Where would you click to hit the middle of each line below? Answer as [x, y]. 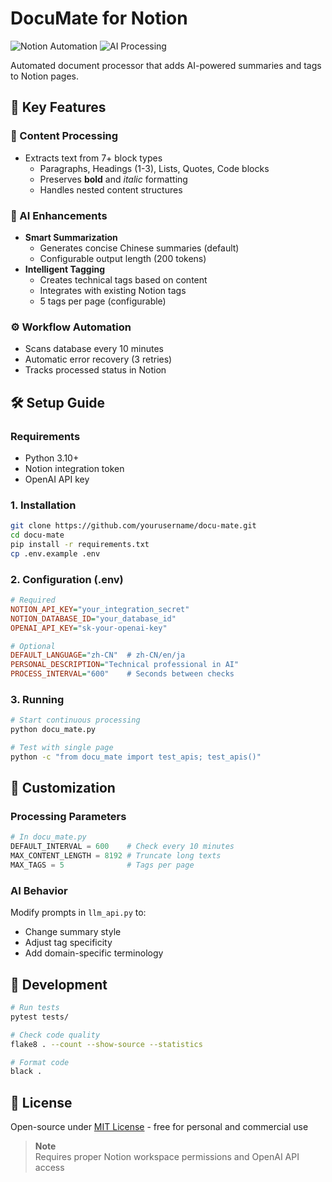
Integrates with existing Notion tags [113, 290]
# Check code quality [55, 1035]
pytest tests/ [40, 1017]
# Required [33, 600]
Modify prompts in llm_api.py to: [78, 913]
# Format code [40, 1062]
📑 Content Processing [64, 136]
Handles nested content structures [111, 189]
